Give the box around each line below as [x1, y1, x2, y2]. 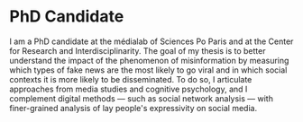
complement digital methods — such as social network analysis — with [9, 92, 273, 104]
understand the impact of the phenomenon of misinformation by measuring [9, 55, 289, 65]
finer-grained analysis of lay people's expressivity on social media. [9, 102, 258, 113]
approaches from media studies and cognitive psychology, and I [9, 83, 248, 94]
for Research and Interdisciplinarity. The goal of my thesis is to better [9, 45, 266, 56]
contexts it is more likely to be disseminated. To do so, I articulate [9, 74, 252, 84]
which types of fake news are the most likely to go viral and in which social [9, 65, 288, 75]
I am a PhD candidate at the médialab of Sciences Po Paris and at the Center [9, 36, 294, 47]
